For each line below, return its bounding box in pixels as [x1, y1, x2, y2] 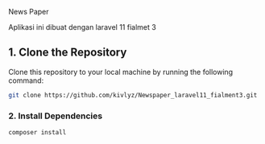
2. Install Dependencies [8, 110, 103, 121]
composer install [8, 128, 67, 136]
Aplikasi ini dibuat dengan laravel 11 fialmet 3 [8, 23, 157, 31]
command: [8, 76, 44, 85]
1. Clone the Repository [8, 46, 127, 60]
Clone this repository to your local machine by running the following [8, 67, 234, 76]
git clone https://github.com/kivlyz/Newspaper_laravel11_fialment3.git [8, 91, 258, 99]
